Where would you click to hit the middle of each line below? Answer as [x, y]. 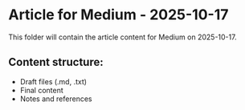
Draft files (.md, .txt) [53, 81]
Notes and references [56, 99]
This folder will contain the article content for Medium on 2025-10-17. [122, 37]
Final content [42, 90]
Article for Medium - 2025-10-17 [118, 15]
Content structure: [56, 62]
